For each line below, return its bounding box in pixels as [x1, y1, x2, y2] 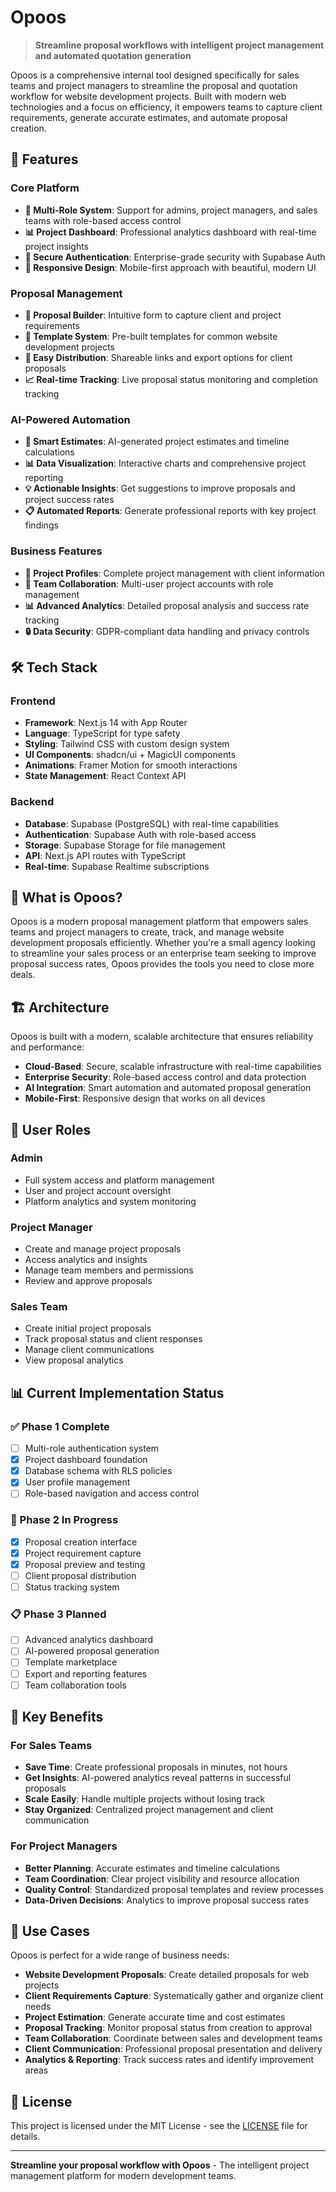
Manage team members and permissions [24, 1264, 194, 1276]
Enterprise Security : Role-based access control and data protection [24, 1071, 307, 1083]
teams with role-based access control [24, 214, 182, 226]
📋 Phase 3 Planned [10, 1607, 107, 1621]
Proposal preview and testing [24, 1558, 146, 1570]
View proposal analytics [24, 1354, 124, 1366]
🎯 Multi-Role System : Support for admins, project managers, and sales [24, 204, 318, 216]
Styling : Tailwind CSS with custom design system [24, 738, 230, 750]
